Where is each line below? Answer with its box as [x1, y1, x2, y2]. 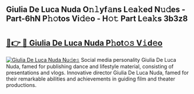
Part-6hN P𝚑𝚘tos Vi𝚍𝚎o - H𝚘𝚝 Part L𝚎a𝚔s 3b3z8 [6, 14, 188, 24]
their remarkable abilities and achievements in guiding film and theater [6, 75, 175, 82]
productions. [6, 82, 37, 88]
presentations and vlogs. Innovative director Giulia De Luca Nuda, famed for [6, 69, 189, 76]
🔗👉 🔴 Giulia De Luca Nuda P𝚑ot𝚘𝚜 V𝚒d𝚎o [6, 38, 162, 48]
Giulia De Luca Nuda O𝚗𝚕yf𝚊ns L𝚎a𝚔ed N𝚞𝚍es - [6, 5, 186, 15]
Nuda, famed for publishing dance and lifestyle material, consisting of [6, 63, 174, 69]
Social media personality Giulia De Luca [81, 57, 176, 63]
